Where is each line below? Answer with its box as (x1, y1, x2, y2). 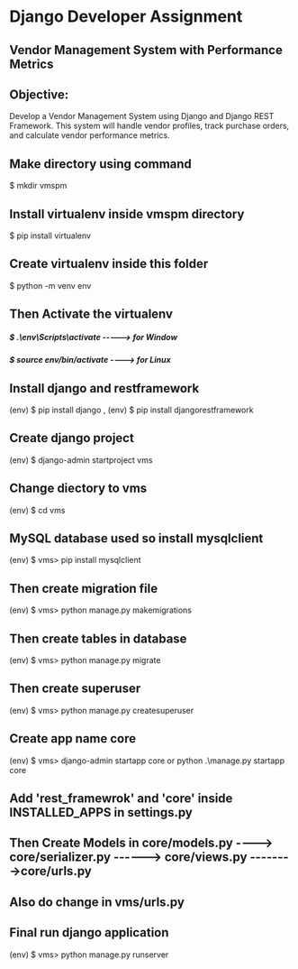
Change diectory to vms (9, 481, 148, 496)
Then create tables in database (9, 631, 187, 646)
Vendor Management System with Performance (9, 42, 284, 58)
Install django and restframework (9, 381, 200, 396)
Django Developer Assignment (9, 6, 243, 27)
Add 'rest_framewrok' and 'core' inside (9, 791, 233, 807)
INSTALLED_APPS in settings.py (9, 805, 194, 820)
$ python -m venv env (9, 280, 92, 291)
